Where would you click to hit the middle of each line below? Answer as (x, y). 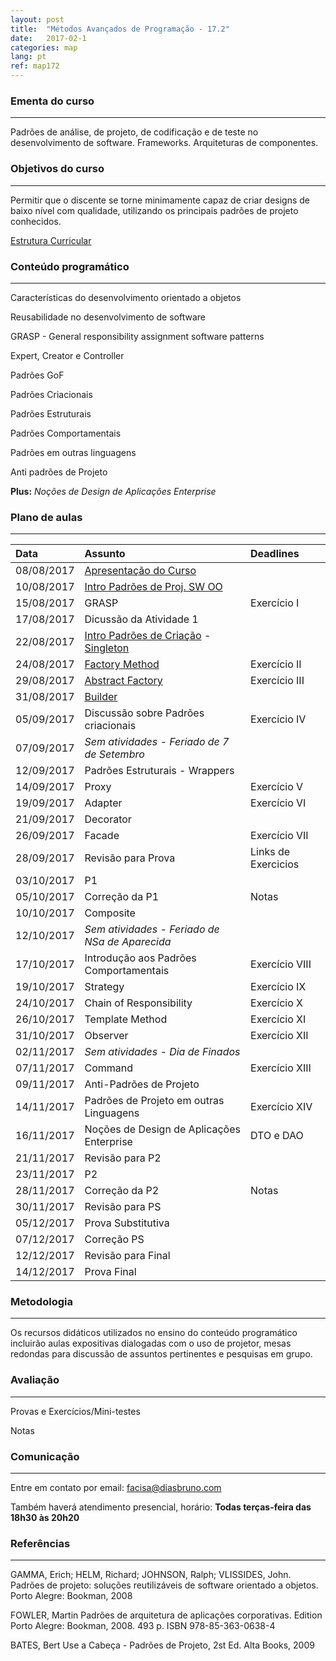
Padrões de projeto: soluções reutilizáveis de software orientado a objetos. (164, 1585)
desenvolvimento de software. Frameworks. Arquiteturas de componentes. (164, 143)
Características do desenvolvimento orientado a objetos (126, 297)
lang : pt (28, 57)
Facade (102, 836)
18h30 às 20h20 (45, 1518)
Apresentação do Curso (140, 571)
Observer (106, 1036)
